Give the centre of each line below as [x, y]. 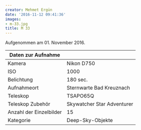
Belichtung [20, 79]
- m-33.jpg [16, 24]
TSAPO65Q [80, 96]
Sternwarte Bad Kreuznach [98, 88]
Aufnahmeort [23, 88]
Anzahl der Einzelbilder [35, 112]
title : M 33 [17, 28]
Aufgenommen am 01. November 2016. [45, 42]
